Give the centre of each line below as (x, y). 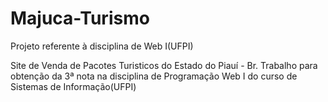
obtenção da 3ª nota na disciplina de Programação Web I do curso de (154, 76)
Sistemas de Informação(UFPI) (73, 86)
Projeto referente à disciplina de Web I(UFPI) (102, 46)
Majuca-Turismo (80, 18)
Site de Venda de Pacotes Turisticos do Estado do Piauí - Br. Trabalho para (164, 65)
